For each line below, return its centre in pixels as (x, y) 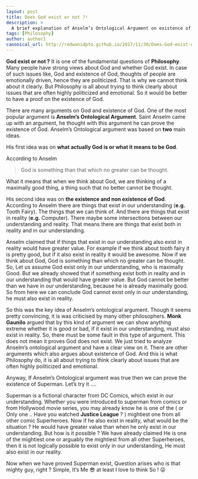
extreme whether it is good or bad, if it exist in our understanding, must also (98, 328)
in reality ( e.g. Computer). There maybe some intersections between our (94, 218)
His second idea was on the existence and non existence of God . (86, 199)
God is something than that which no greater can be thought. (95, 170)
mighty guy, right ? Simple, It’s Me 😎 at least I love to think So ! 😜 (86, 470)
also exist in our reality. (34, 452)
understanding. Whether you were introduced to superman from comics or (97, 402)
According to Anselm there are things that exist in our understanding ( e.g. (96, 205)
